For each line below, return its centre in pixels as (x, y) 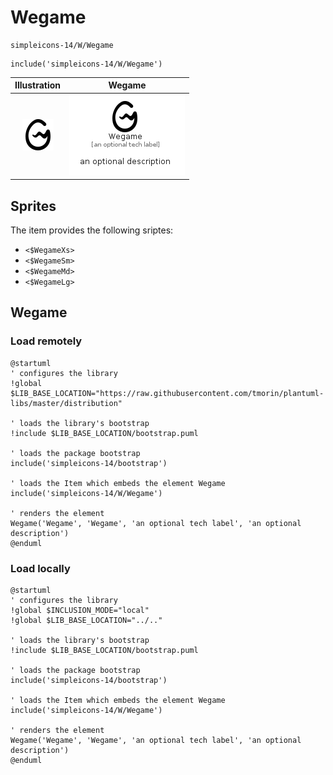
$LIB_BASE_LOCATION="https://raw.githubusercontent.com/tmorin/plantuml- (167, 393)
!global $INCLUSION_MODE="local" (80, 610)
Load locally (40, 568)
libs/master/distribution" (66, 403)
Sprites (33, 206)
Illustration (38, 85)
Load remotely (46, 341)
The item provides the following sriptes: (92, 230)
